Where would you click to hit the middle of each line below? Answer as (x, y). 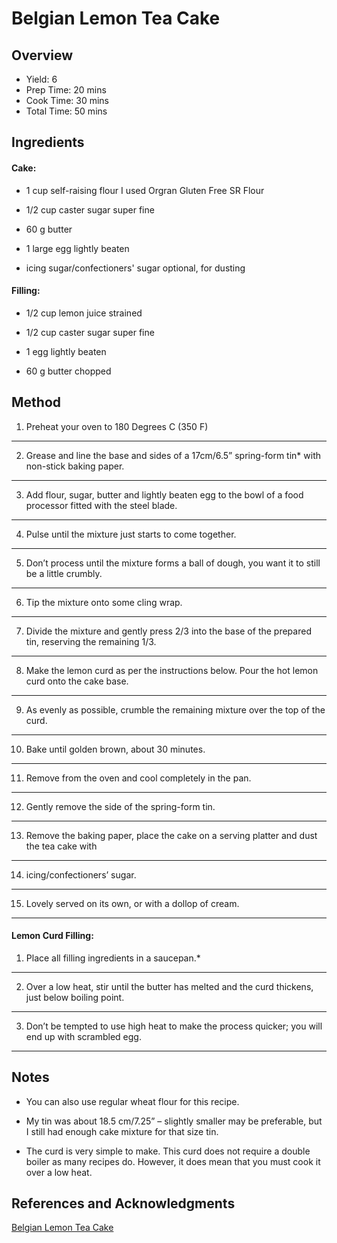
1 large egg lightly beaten (77, 248)
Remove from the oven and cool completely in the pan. (138, 778)
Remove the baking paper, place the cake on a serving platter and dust (171, 835)
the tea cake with (61, 846)
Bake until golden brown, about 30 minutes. (115, 749)
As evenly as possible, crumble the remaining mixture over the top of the (175, 709)
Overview (42, 55)
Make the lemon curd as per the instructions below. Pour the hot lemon (172, 670)
